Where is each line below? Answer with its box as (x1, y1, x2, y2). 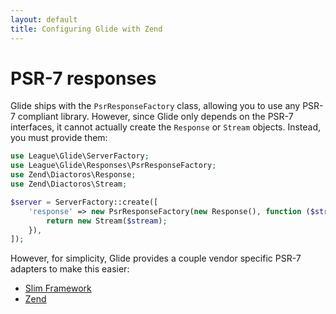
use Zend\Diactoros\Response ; (10, 170, 137, 180)
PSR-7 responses (10, 67, 157, 90)
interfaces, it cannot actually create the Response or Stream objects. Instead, (10, 121, 322, 133)
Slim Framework (24, 282, 92, 295)
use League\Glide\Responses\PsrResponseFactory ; (10, 161, 217, 171)
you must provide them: (10, 132, 108, 144)
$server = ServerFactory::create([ (10, 197, 159, 207)
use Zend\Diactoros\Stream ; (10, 179, 128, 190)
